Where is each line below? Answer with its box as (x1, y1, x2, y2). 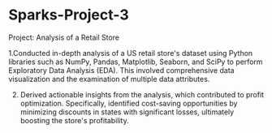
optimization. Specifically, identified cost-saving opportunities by (19, 98, 238, 108)
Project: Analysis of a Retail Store (8, 32, 120, 42)
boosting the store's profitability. (19, 115, 129, 125)
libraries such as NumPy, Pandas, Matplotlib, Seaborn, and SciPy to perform (8, 57, 263, 66)
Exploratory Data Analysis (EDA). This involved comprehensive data (8, 65, 235, 75)
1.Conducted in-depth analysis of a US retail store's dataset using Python (8, 48, 253, 58)
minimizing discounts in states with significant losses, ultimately (19, 107, 235, 117)
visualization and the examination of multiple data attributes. (8, 74, 210, 84)
